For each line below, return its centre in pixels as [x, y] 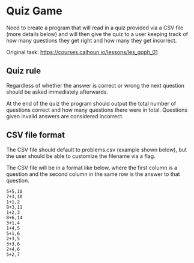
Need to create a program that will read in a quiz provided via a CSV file [95, 28]
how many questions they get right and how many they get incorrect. [92, 40]
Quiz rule [23, 71]
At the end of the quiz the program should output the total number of [91, 103]
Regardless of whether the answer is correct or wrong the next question [95, 85]
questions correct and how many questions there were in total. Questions [97, 110]
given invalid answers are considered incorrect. [65, 116]
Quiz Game [34, 11]
